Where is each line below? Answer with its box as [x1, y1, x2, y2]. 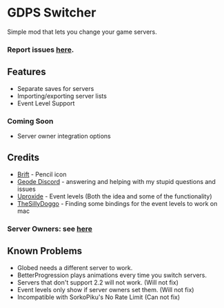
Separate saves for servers [17, 84, 94, 92]
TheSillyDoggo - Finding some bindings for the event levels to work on [17, 199, 218, 207]
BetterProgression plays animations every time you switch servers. [17, 271, 207, 279]
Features [7, 66, 46, 78]
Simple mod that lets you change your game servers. [7, 28, 157, 36]
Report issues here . [7, 45, 74, 54]
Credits [7, 152, 40, 163]
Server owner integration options [17, 132, 112, 140]
